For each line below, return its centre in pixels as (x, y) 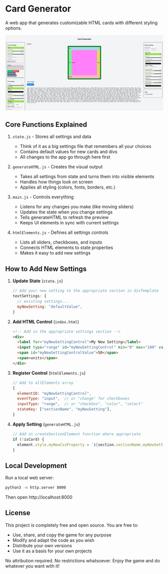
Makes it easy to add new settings (55, 253)
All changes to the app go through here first (65, 157)
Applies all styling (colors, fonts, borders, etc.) (68, 187)
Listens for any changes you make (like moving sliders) (77, 207)
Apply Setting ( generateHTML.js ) (46, 424)
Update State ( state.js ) (38, 281)
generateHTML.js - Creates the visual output (57, 167)
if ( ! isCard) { (28, 439)
